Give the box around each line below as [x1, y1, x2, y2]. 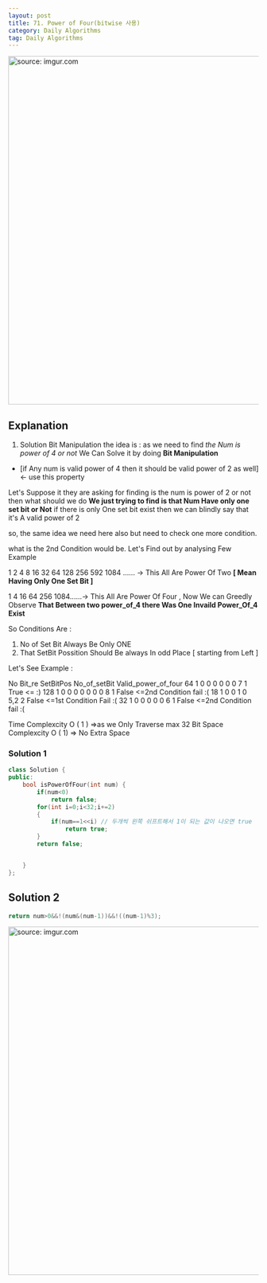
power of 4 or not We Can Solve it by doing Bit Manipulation [19, 448, 219, 458]
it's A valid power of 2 [8, 513, 80, 522]
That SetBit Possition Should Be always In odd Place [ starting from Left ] [19, 648, 259, 658]
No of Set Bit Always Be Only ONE [19, 640, 132, 649]
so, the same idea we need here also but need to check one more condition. [8, 529, 257, 538]
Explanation [8, 419, 69, 432]
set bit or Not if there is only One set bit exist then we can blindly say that [8, 505, 249, 514]
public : [8, 773, 34, 781]
